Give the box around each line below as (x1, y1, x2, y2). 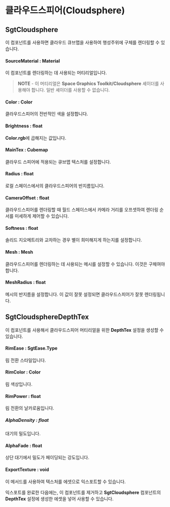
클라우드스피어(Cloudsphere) (5, 5, 125, 16)
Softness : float (5, 225, 39, 231)
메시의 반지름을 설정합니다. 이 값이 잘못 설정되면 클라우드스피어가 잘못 (5, 291, 144, 297)
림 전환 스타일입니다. (5, 357, 46, 363)
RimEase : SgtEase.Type (5, 345, 58, 352)
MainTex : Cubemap (5, 147, 48, 153)
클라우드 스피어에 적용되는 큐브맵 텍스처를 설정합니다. (5, 158, 111, 165)
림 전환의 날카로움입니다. (5, 405, 54, 411)
